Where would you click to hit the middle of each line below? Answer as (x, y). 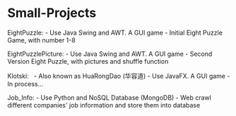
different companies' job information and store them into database (104, 105)
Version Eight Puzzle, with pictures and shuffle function (88, 61)
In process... (25, 83)
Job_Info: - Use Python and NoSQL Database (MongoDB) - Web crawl (110, 98)
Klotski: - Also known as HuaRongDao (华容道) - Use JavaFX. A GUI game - (119, 76)
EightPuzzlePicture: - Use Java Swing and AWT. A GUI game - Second (110, 54)
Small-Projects (52, 13)
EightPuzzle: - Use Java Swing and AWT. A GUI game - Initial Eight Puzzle (115, 33)
